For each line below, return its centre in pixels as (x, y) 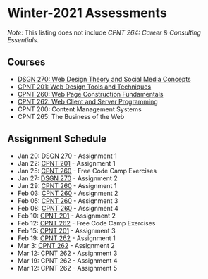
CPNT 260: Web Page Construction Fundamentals (90, 94)
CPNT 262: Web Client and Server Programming (88, 101)
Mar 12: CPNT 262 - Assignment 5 (67, 268)
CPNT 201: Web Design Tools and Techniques (84, 87)
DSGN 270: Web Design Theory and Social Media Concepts (104, 79)
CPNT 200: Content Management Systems (80, 109)
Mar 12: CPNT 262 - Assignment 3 (67, 253)
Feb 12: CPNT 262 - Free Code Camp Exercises (86, 223)
